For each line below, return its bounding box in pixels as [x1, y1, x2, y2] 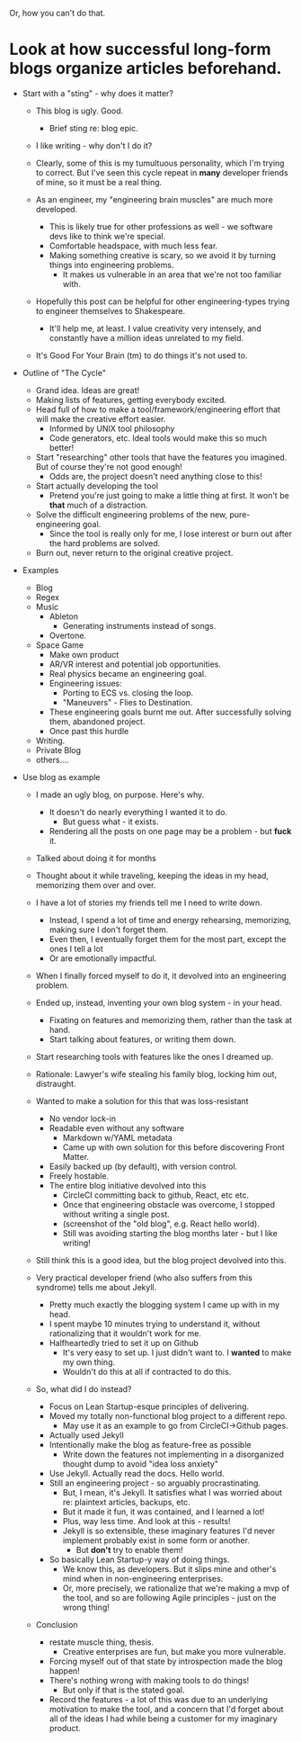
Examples [22, 564, 59, 575]
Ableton [49, 611, 79, 622]
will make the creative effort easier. [35, 413, 166, 424]
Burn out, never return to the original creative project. [35, 547, 234, 558]
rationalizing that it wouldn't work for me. [49, 1327, 202, 1339]
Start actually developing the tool [35, 480, 159, 491]
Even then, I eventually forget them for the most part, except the [49, 933, 287, 944]
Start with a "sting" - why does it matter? [22, 87, 173, 98]
